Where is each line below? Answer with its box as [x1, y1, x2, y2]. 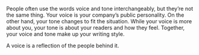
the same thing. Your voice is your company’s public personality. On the [6, 11, 185, 19]
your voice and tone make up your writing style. [6, 30, 125, 38]
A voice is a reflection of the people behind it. [6, 42, 119, 49]
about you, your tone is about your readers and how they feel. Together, [6, 24, 185, 31]
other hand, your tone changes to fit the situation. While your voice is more [6, 18, 192, 25]
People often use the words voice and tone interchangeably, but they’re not [6, 5, 194, 12]
